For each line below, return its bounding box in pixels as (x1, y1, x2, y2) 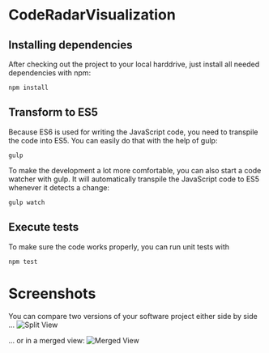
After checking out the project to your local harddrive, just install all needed (8, 59, 260, 69)
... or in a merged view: (8, 335, 85, 345)
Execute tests (8, 220, 79, 234)
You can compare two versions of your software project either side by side (8, 311, 258, 321)
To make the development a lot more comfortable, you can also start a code (8, 165, 262, 175)
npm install (8, 83, 49, 91)
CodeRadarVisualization (8, 6, 176, 24)
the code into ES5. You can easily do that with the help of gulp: (8, 135, 218, 145)
